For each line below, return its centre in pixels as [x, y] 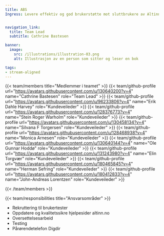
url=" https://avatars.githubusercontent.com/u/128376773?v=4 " [69, 112]
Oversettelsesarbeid [32, 218]
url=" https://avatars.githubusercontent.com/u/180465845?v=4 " [69, 164]
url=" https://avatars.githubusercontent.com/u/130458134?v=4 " [83, 122]
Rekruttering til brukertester [40, 208]
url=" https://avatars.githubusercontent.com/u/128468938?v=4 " [83, 133]
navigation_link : [23, 27]
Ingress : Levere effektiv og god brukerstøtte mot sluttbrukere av [75, 14]
